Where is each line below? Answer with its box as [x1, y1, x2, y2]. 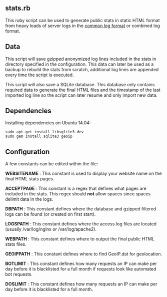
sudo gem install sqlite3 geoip [5, 134, 72, 139]
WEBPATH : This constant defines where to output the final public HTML [5, 236, 155, 242]
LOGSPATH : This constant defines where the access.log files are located [5, 221, 156, 227]
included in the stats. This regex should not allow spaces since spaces [5, 191, 151, 197]
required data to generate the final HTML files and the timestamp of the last [5, 87, 161, 93]
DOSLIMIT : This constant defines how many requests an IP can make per [5, 281, 157, 287]
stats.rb [5, 4, 31, 13]
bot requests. [5, 271, 32, 277]
